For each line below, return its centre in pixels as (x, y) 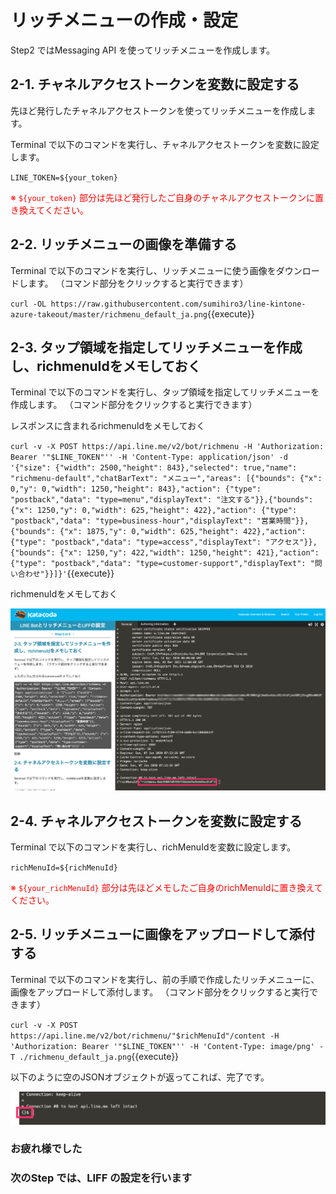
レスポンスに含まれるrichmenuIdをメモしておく (108, 426)
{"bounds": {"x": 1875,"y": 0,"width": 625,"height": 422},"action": (158, 532)
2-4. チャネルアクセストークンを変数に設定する (156, 821)
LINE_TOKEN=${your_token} (64, 177)
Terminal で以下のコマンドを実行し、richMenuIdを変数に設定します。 (153, 847)
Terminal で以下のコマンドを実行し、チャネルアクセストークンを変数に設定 (165, 144)
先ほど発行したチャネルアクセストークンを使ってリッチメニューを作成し (159, 110)
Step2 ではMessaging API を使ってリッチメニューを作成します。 (143, 50)
